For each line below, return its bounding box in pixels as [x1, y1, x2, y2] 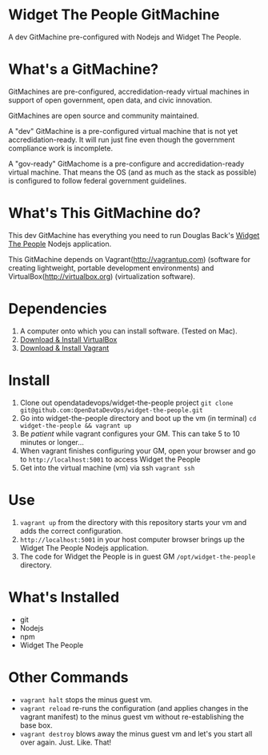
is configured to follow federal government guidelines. [8, 176, 186, 185]
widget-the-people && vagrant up [19, 422, 132, 430]
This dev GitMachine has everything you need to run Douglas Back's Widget [8, 230, 260, 240]
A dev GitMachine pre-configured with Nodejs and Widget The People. [8, 32, 242, 42]
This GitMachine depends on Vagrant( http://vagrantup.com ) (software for [8, 254, 250, 264]
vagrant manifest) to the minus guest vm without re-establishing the [19, 712, 244, 721]
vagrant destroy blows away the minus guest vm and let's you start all [19, 729, 253, 738]
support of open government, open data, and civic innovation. [8, 95, 213, 105]
